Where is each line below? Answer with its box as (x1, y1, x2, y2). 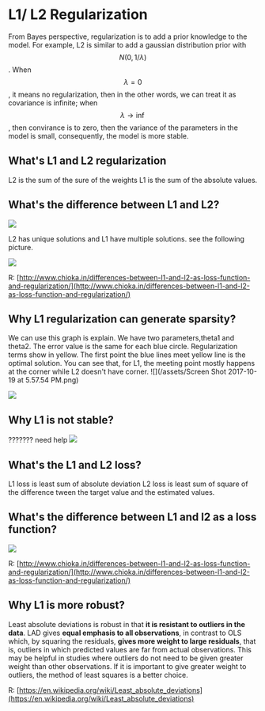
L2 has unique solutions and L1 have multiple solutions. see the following (8, 234, 245, 243)
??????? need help (8, 435, 68, 445)
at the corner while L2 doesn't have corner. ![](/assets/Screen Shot (8, 367, 227, 377)
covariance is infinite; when (8, 97, 98, 108)
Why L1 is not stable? (8, 413, 115, 427)
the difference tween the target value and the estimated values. (8, 488, 215, 496)
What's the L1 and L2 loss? (8, 458, 142, 472)
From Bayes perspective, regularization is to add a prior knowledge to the (8, 32, 248, 41)
